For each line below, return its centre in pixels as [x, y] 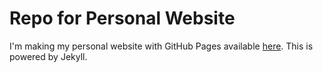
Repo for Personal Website [122, 18]
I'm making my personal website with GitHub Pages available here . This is [161, 46]
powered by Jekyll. [48, 56]
